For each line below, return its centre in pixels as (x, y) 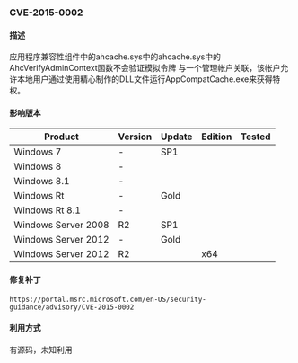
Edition (217, 137)
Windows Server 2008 (61, 225)
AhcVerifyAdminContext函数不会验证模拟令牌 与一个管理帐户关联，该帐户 (145, 68)
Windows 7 (38, 152)
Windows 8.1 (42, 181)
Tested (256, 137)
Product (61, 137)
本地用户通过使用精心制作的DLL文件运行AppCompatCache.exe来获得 (145, 79)
